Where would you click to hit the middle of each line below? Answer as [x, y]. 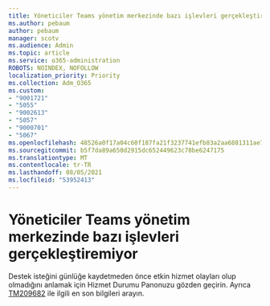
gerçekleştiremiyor [73, 254]
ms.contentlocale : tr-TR [50, 165]
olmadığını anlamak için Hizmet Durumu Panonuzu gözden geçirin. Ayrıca [130, 284]
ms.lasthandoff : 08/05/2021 [55, 173]
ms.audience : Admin [41, 46]
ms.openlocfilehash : [43, 143]
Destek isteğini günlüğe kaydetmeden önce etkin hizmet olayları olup [123, 276]
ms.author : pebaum [39, 23]
